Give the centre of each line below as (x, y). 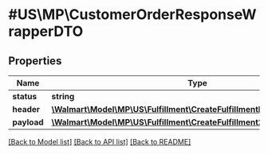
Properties (35, 61)
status (25, 96)
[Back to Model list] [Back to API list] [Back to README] (100, 142)
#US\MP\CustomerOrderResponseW (132, 15)
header (26, 109)
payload (28, 122)
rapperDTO (46, 31)
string (63, 96)
